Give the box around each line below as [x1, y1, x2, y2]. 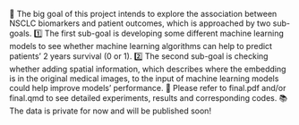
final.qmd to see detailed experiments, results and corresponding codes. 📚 [9, 93, 288, 103]
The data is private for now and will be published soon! [9, 105, 212, 116]
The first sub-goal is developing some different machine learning [44, 28, 285, 38]
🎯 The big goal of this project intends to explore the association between [9, 9, 278, 19]
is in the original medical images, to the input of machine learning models [9, 73, 279, 84]
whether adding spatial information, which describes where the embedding [9, 63, 286, 74]
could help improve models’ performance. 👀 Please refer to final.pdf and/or [9, 83, 286, 93]
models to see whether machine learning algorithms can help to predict [9, 41, 273, 51]
